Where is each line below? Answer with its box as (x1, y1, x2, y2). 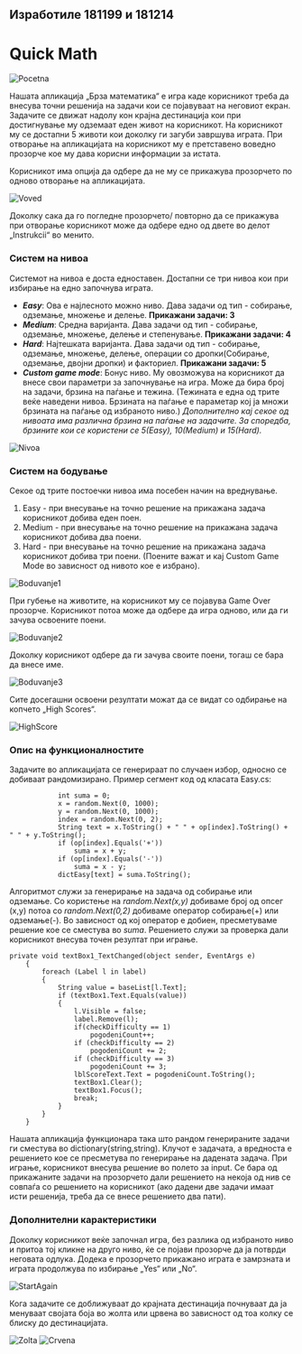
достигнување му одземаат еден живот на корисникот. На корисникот (9, 119, 283, 130)
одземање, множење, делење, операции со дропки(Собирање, (22, 348, 270, 359)
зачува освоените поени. (9, 614, 106, 625)
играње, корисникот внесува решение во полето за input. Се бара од (9, 1163, 278, 1173)
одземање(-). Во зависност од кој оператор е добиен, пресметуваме (9, 915, 278, 926)
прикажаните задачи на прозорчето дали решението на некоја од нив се (9, 1172, 291, 1182)
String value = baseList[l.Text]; (57, 984, 188, 993)
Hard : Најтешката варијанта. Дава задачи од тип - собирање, (22, 338, 261, 349)
